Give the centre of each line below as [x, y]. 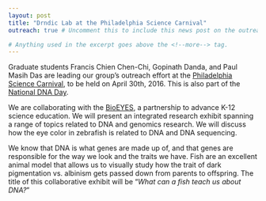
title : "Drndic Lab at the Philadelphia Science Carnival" [108, 23]
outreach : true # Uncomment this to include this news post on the [122, 30]
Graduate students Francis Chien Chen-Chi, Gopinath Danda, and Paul [123, 67]
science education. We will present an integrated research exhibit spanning [131, 116]
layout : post [30, 15]
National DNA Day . [38, 93]
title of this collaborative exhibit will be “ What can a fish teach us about [125, 182]
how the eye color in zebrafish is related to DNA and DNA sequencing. [123, 133]
